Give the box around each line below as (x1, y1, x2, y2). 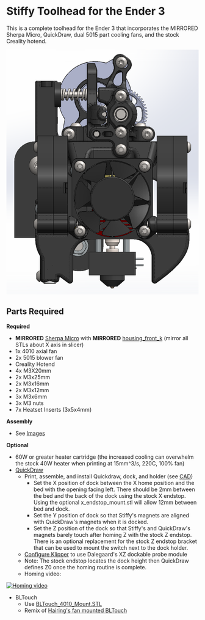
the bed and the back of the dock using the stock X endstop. (33, 492, 186, 499)
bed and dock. (33, 505, 70, 512)
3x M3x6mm (15, 393, 48, 400)
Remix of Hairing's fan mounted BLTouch (24, 607, 128, 614)
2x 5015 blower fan (15, 354, 63, 361)
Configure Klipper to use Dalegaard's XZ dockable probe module (24, 550, 187, 558)
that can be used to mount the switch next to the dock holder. (33, 544, 189, 551)
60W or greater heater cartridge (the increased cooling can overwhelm (15, 453, 194, 461)
